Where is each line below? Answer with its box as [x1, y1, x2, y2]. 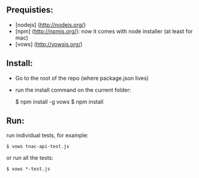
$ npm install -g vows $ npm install [15, 98, 104, 105]
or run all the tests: [6, 154, 54, 162]
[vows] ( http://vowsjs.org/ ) [15, 40, 83, 48]
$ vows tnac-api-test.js [6, 143, 70, 150]
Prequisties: [6, 5, 54, 15]
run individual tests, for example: [6, 132, 89, 139]
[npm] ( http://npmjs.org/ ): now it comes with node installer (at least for [15, 27, 194, 35]
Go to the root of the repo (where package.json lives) [15, 74, 149, 82]
